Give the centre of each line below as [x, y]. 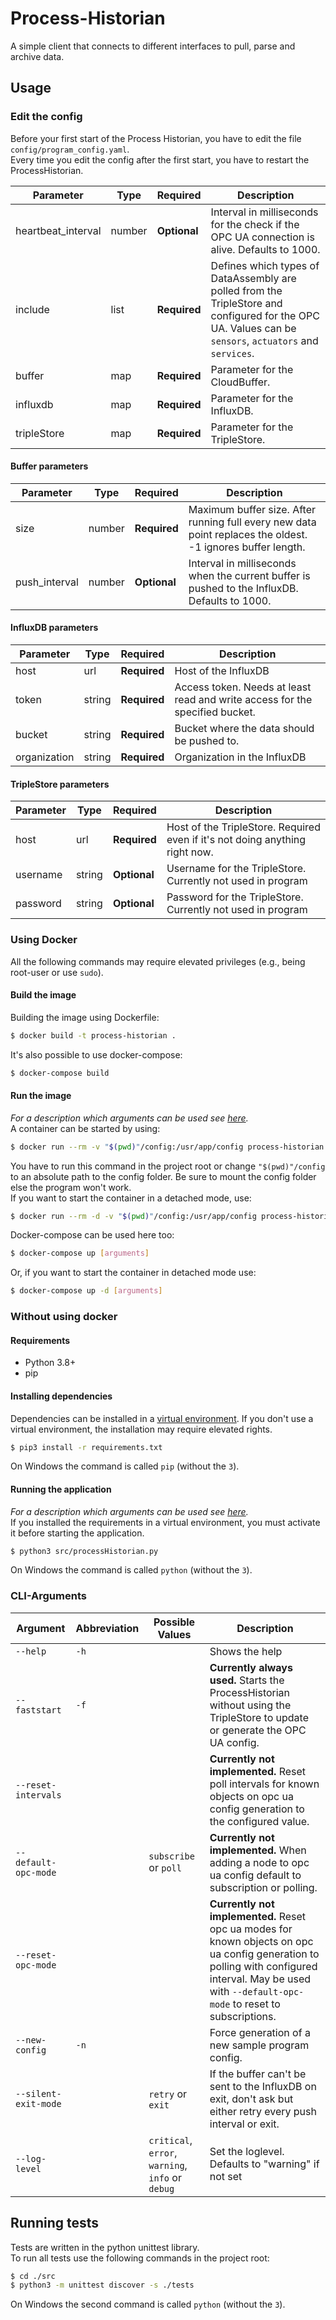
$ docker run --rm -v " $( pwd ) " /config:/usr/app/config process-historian [167, 1147]
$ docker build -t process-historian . [93, 1035]
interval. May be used [260, 1979]
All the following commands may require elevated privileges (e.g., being [158, 961]
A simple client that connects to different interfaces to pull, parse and [153, 46]
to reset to [256, 2004]
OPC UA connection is [262, 237]
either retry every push [263, 2111]
